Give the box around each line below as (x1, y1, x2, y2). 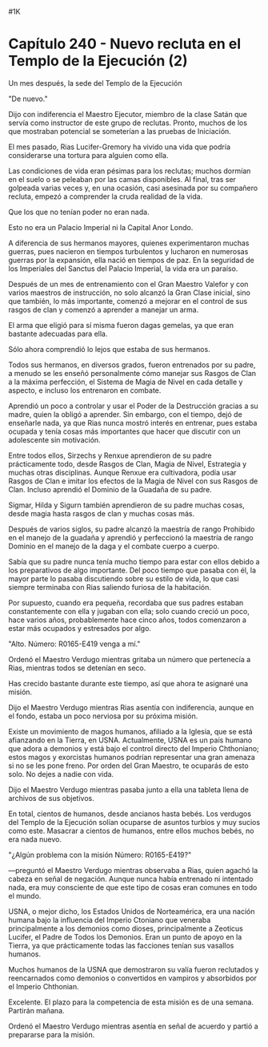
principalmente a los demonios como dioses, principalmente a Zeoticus (8, 924, 244, 933)
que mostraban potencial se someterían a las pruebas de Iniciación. (8, 126, 232, 135)
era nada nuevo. (8, 834, 62, 844)
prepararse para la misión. (8, 1029, 95, 1039)
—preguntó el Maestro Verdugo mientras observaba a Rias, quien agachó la (8, 865, 258, 875)
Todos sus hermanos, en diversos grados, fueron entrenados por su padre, (8, 360, 256, 370)
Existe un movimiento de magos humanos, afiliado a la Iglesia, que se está (8, 726, 254, 736)
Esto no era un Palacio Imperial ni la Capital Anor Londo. (8, 222, 194, 232)
